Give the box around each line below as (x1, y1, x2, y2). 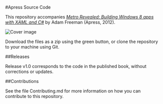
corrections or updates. (5, 68, 53, 74)
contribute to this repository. (5, 93, 64, 99)
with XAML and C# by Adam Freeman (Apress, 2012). (5, 19, 115, 25)
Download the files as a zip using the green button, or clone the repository (5, 38, 158, 44)
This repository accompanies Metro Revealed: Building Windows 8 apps (5, 14, 154, 19)
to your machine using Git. (5, 44, 59, 49)
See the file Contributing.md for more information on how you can (5, 88, 141, 94)
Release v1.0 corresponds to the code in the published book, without (5, 63, 146, 69)
